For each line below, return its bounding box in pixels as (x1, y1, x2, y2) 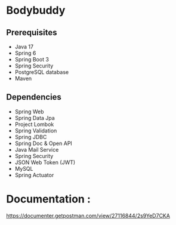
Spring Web (14, 108, 44, 115)
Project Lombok (14, 121, 54, 128)
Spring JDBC (14, 133, 47, 140)
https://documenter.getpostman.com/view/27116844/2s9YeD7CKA (6, 212, 170, 219)
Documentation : (6, 192, 91, 206)
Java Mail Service (14, 146, 59, 153)
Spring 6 (14, 50, 36, 57)
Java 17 (14, 43, 34, 50)
